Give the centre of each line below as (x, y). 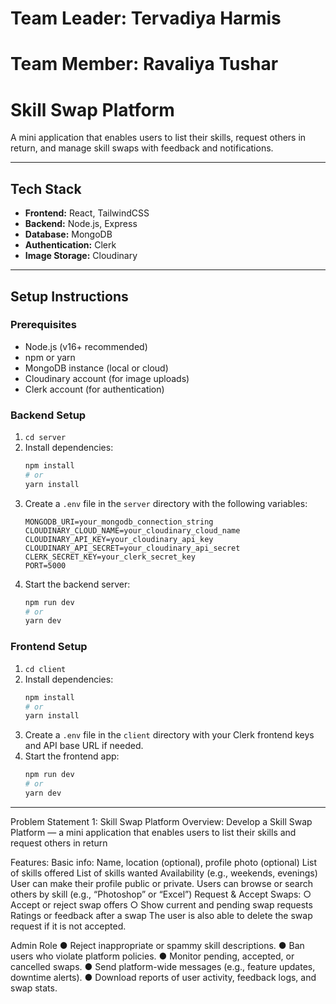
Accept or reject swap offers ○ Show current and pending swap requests (161, 904)
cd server (45, 438)
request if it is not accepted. (68, 926)
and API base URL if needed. (84, 746)
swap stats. (34, 988)
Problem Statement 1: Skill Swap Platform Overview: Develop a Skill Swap (161, 821)
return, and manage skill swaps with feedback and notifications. (142, 148)
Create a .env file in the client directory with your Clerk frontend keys (169, 735)
